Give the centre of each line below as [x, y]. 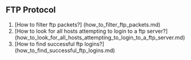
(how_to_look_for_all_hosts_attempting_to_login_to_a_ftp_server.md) [100, 37]
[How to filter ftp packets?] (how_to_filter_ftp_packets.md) [88, 24]
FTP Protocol [31, 10]
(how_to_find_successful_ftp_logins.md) [65, 50]
